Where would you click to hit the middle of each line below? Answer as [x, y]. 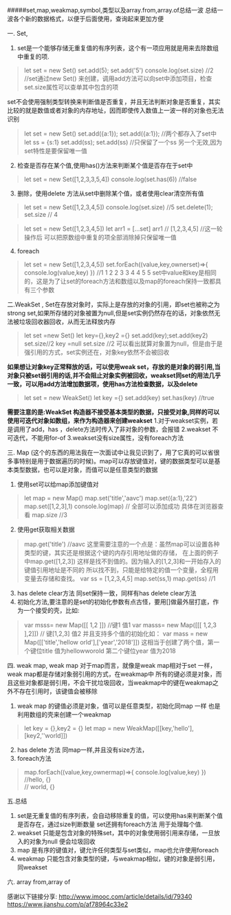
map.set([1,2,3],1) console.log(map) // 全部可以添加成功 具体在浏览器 [121, 506]
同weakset [32, 867]
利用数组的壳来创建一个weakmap [64, 714]
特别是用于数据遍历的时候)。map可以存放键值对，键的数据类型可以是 [117, 461]
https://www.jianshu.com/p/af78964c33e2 [68, 904]
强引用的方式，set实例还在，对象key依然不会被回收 [97, 352]
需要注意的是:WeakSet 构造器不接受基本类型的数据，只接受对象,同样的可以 [113, 412]
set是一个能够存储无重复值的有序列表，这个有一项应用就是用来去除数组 [118, 48]
